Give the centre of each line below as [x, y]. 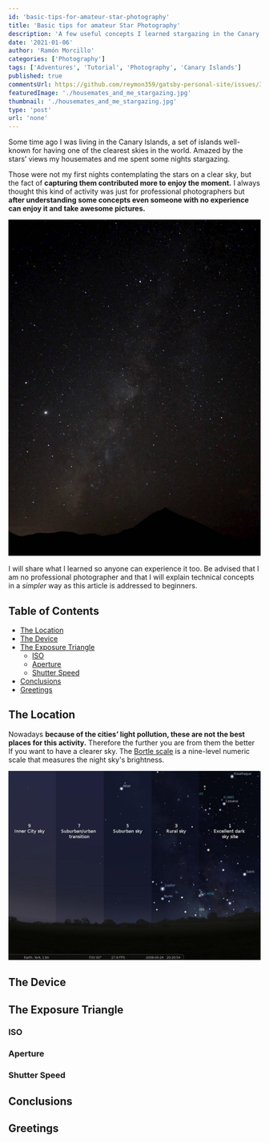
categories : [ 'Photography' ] [57, 59]
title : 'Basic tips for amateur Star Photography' [94, 25]
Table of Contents [54, 611]
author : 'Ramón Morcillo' [51, 51]
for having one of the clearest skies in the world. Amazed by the [137, 150]
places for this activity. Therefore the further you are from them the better [132, 742]
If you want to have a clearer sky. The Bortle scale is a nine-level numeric [129, 751]
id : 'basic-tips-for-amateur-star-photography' [89, 17]
